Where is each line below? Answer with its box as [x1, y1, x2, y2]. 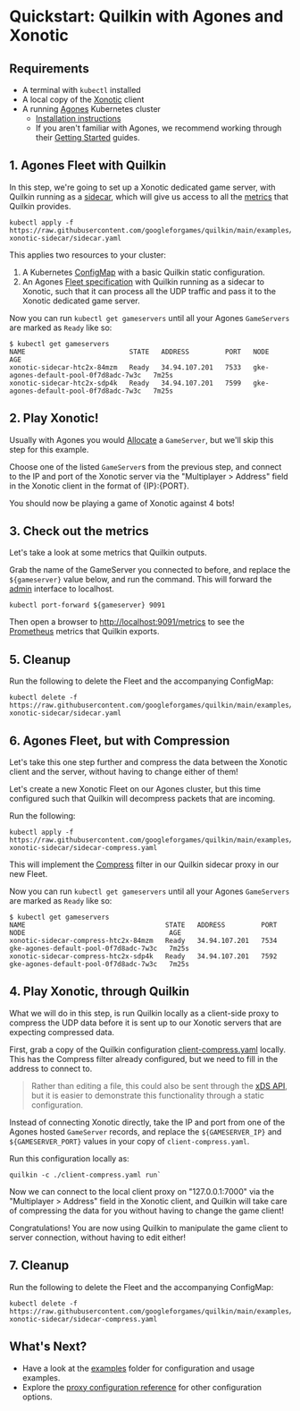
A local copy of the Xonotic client [21, 94, 145, 105]
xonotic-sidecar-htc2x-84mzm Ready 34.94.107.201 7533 [9, 362, 242, 372]
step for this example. [9, 444, 89, 455]
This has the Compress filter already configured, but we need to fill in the [9, 1053, 279, 1064]
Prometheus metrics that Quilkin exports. [9, 626, 160, 637]
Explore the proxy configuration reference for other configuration [21, 1381, 262, 1392]
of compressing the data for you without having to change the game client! [9, 1205, 284, 1216]
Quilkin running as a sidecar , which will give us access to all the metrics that [9, 191, 288, 202]
